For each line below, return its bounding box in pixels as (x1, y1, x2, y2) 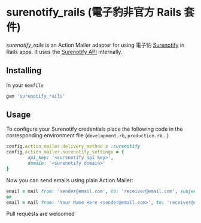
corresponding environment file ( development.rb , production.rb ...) (6, 132, 169, 139)
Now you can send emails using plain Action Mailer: (6, 176, 133, 183)
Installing (6, 65, 42, 76)
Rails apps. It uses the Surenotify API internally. (6, 48, 123, 55)
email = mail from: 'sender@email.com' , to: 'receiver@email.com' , (6, 188, 178, 194)
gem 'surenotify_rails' (6, 93, 66, 99)
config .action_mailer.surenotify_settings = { (6, 149, 124, 155)
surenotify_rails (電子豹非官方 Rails (6, 5, 182, 19)
